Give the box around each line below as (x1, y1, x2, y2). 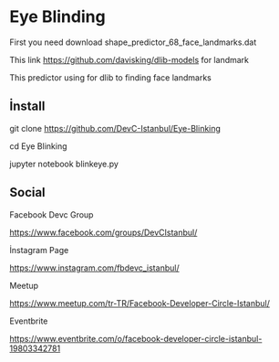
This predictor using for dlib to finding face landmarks (9, 71, 212, 83)
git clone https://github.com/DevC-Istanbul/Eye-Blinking (9, 122, 222, 133)
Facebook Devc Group (9, 208, 94, 220)
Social (9, 185, 46, 200)
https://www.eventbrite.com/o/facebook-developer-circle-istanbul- (9, 333, 263, 344)
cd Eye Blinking (9, 140, 67, 152)
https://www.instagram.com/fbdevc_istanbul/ (9, 262, 180, 273)
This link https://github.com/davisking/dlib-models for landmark (9, 54, 249, 65)
